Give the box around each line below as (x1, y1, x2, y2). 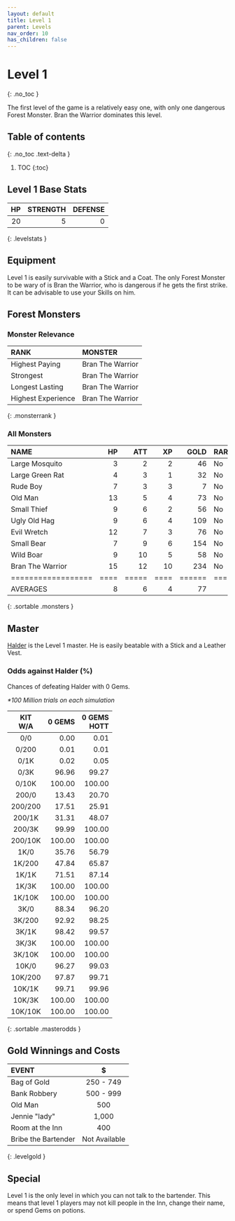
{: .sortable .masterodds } (7, 1025, 81, 1033)
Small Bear (10, 539, 47, 548)
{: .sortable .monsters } (7, 602, 74, 611)
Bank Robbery (10, 1088, 57, 1098)
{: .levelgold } (7, 1152, 46, 1161)
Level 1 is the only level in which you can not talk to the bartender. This (7, 1192, 211, 1200)
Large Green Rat (10, 471, 64, 480)
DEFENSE (72, 204, 105, 214)
